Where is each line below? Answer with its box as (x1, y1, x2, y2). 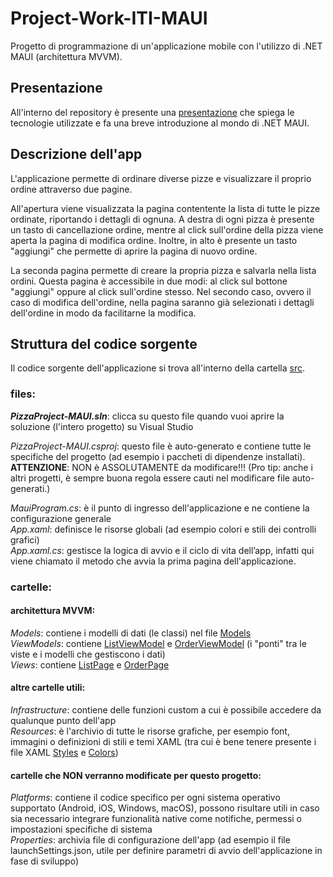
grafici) (10, 533, 40, 546)
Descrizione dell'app (10, 146, 143, 163)
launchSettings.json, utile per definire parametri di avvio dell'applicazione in (10, 845, 323, 857)
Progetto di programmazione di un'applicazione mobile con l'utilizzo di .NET (10, 40, 323, 52)
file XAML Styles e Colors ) (10, 747, 119, 758)
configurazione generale (10, 512, 112, 524)
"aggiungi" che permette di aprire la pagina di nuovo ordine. (10, 245, 258, 257)
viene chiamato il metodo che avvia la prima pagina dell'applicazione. (10, 555, 297, 567)
